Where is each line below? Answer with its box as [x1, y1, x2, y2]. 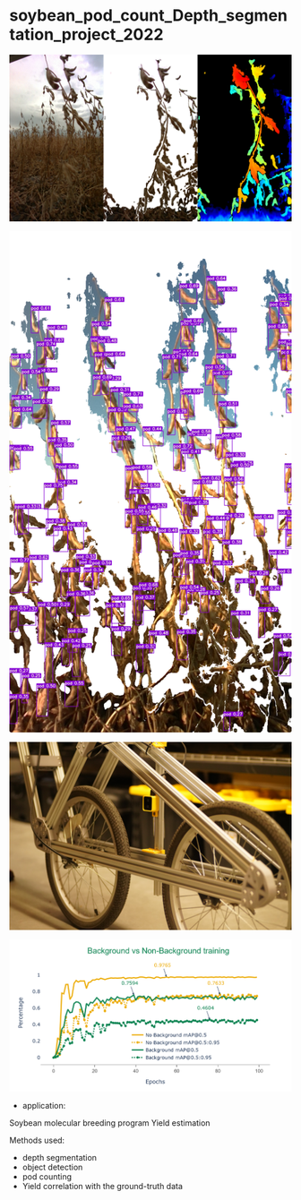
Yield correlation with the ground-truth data [21, 1180, 184, 1191]
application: [21, 1100, 66, 1110]
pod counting [21, 1170, 73, 1182]
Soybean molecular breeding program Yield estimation [9, 1117, 211, 1128]
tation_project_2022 [9, 24, 164, 45]
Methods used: [9, 1135, 65, 1145]
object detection [21, 1161, 83, 1172]
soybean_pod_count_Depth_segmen [9, 5, 288, 26]
